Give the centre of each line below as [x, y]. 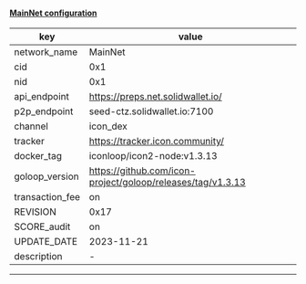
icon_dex [108, 126]
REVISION [36, 212]
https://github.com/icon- [142, 171]
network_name [46, 52]
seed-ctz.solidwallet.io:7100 [151, 111]
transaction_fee [47, 197]
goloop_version [46, 176]
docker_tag [38, 156]
